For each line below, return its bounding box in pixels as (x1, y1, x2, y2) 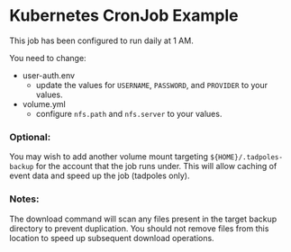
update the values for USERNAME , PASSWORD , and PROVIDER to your (35, 79, 268, 90)
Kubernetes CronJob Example (9, 5, 239, 26)
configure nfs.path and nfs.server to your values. (35, 108, 223, 119)
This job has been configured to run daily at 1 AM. (9, 35, 194, 46)
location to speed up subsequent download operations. (9, 232, 214, 243)
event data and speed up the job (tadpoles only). (9, 170, 190, 181)
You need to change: (9, 52, 87, 63)
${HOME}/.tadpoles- (210, 153, 284, 162)
